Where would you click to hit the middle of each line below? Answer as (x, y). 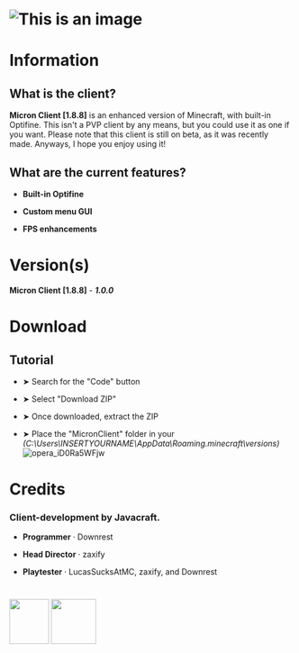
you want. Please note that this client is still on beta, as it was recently (139, 134)
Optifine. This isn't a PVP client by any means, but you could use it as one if (149, 125)
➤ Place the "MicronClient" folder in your (99, 433)
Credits (37, 490)
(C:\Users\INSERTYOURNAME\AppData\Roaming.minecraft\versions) (151, 443)
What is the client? (63, 93)
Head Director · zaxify (63, 555)
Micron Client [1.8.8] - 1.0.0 (62, 290)
